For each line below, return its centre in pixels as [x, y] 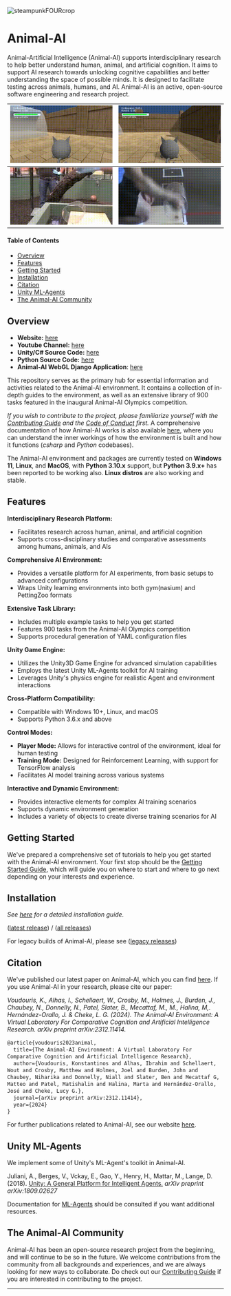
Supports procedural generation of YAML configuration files [102, 636]
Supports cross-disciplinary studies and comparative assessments [111, 539]
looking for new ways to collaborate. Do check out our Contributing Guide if [114, 1271]
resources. [22, 1211]
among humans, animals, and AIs [64, 546]
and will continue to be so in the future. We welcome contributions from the [114, 1257]
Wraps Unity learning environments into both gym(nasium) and [106, 587]
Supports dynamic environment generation [78, 808]
